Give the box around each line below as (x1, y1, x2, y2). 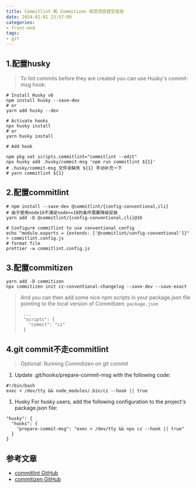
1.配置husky (6, 59, 51, 69)
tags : (6, 30, 19, 36)
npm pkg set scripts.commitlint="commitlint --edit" (6, 153, 137, 160)
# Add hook (6, 143, 33, 149)
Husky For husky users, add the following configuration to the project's (14, 398, 186, 405)
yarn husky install (6, 133, 54, 139)
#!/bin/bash (6, 383, 35, 389)
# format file (6, 240, 41, 246)
